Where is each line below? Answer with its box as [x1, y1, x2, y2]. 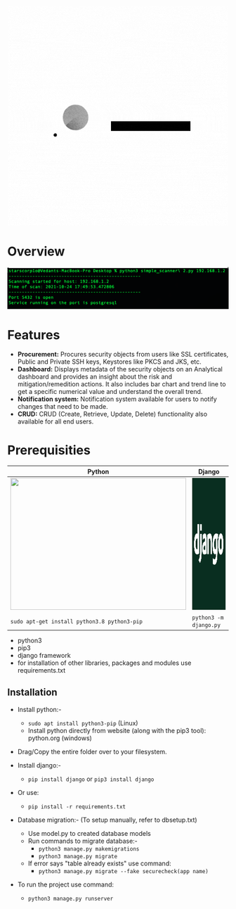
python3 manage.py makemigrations [38, 845, 140, 853]
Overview [7, 243, 65, 260]
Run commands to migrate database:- [27, 837, 138, 845]
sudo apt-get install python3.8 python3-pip [10, 618, 143, 625]
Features [7, 326, 60, 343]
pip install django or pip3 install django [27, 775, 155, 783]
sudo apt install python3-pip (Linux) [27, 718, 138, 727]
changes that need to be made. [17, 402, 108, 411]
